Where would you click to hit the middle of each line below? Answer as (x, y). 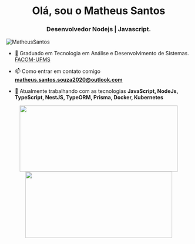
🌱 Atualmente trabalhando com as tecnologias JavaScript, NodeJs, (96, 91)
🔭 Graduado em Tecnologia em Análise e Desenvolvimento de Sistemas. (102, 54)
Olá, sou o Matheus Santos (99, 11)
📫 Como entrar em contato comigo (58, 71)
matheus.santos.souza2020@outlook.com (68, 80)
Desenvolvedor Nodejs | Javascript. (99, 29)
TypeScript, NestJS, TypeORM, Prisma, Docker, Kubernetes (89, 98)
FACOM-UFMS (33, 59)
